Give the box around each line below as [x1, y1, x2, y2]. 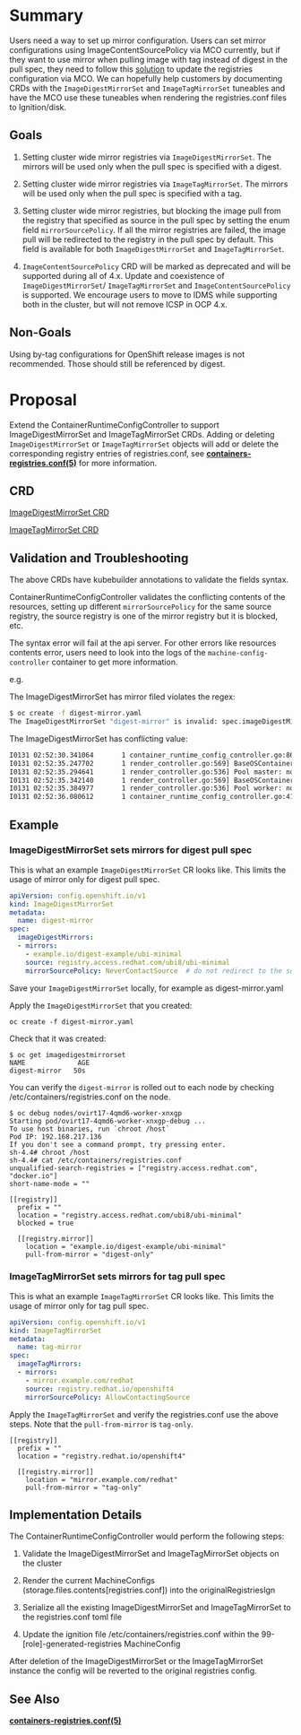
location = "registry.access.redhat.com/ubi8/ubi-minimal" [17, 1210, 243, 1219]
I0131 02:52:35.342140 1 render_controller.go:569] [9, 776, 230, 785]
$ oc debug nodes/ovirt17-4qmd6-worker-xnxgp [9, 1108, 182, 1117]
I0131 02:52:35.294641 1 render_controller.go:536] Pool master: [9, 768, 282, 776]
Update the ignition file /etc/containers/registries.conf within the [21, 1629, 260, 1640]
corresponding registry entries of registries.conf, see [9, 447, 204, 458]
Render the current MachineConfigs [21, 1575, 155, 1586]
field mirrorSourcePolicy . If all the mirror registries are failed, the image [21, 224, 287, 235]
